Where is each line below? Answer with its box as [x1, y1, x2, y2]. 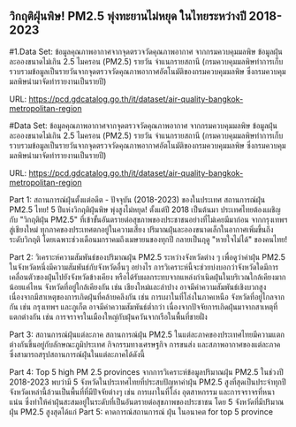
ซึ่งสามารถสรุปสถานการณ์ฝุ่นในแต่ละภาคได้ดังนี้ [9, 348, 146, 359]
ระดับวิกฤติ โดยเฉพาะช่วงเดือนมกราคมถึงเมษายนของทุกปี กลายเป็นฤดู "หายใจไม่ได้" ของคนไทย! [9, 233, 288, 244]
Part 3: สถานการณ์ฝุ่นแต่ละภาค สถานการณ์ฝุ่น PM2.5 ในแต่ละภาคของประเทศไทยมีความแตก [9, 329, 285, 339]
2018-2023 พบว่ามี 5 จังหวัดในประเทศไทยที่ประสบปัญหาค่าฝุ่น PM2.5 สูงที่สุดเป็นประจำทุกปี [9, 377, 287, 387]
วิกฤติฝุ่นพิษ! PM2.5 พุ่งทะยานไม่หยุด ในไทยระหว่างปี [9, 9, 247, 24]
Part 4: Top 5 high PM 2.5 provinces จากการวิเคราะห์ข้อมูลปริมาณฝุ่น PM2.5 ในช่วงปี [9, 366, 285, 377]
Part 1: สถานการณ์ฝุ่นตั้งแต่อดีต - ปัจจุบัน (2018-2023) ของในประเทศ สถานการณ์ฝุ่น [9, 194, 266, 204]
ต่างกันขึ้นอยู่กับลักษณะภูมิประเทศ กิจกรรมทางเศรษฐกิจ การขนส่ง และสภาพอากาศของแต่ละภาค [9, 339, 281, 349]
